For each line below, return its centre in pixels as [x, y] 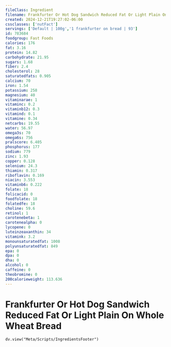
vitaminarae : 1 [21, 100]
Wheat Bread [34, 326]
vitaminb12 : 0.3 [22, 109]
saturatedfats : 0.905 [28, 76]
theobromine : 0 [21, 274]
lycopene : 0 [18, 227]
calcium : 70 [18, 81]
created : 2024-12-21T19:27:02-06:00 [44, 19]
